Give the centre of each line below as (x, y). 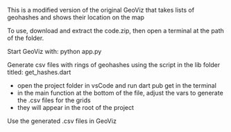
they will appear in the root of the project (75, 107)
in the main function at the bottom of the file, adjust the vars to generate (120, 93)
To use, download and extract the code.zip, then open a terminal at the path (115, 31)
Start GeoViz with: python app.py (54, 51)
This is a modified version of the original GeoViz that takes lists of (101, 10)
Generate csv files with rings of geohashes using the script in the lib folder (114, 65)
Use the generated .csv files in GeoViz (62, 121)
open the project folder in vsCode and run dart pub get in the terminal (117, 85)
